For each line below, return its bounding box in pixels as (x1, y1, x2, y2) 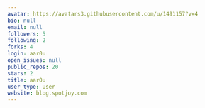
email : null (7, 23, 43, 31)
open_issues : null (7, 57, 62, 64)
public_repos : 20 (7, 63, 59, 70)
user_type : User (7, 83, 55, 90)
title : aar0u (7, 76, 46, 84)
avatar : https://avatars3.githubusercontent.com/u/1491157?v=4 (7, 10, 199, 18)
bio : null (7, 17, 37, 24)
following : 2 (7, 37, 46, 44)
